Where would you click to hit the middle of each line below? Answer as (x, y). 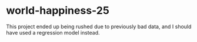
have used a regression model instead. (53, 32)
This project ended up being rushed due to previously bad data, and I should (99, 26)
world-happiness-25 (58, 11)
